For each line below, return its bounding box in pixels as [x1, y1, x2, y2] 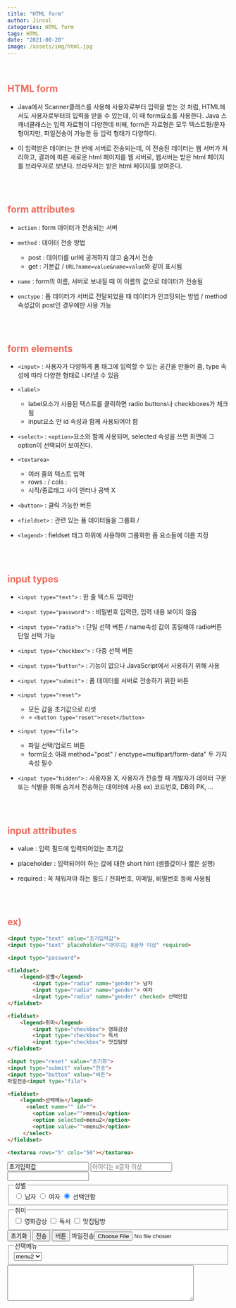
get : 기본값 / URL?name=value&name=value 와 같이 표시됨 [27, 262, 182, 270]
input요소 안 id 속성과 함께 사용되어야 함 [27, 417, 139, 426]
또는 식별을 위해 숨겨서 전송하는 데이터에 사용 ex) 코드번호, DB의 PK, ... [17, 783, 213, 791]
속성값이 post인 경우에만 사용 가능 [17, 300, 111, 309]
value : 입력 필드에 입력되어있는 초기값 [17, 844, 124, 853]
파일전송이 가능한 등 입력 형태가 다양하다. [44, 128, 157, 137]
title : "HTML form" [7, 10, 65, 18]
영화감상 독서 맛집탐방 [24, 1217, 106, 1226]
